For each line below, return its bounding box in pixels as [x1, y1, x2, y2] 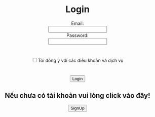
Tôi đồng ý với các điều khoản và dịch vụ [37, 57, 124, 64]
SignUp [70, 105, 85, 111]
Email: [71, 20, 84, 26]
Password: [66, 32, 89, 38]
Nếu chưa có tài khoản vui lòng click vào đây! [5, 91, 150, 100]
